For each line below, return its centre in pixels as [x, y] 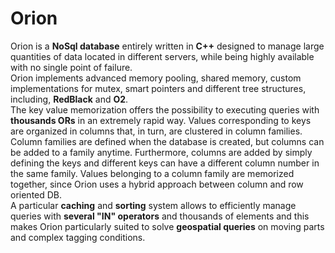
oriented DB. [36, 194]
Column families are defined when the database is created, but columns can [167, 141]
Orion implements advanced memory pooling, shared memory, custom [156, 78]
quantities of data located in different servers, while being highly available [162, 56]
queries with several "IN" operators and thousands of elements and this [160, 216]
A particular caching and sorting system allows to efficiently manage [153, 205]
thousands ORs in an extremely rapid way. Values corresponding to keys [161, 120]
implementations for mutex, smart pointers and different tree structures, [158, 88]
